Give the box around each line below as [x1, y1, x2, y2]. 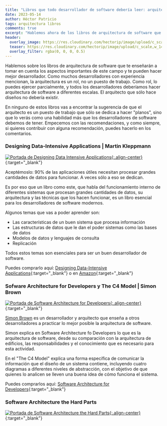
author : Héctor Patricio [5, 16, 57, 21]
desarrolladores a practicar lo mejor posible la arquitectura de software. [5, 320, 153, 326]
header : [5, 35, 21, 40]
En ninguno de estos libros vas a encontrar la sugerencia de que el [5, 104, 142, 110]
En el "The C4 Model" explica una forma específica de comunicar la [5, 355, 144, 361]
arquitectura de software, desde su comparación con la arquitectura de [5, 335, 152, 341]
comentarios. [5, 130, 32, 136]
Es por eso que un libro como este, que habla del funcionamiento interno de [5, 184, 161, 190]
